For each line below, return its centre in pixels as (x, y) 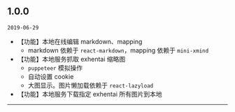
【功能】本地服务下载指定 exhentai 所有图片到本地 (90, 94)
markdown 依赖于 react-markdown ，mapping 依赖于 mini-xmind (118, 50)
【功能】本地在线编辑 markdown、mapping (80, 41)
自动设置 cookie (51, 76)
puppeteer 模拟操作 (55, 68)
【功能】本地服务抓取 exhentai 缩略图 (71, 59)
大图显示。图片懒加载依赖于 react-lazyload (91, 85)
